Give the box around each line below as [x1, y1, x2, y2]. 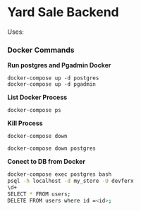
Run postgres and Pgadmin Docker [7, 61, 111, 70]
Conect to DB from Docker [7, 158, 86, 166]
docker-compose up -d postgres [7, 75, 99, 82]
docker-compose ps [7, 107, 61, 114]
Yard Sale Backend [7, 4, 119, 20]
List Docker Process [7, 93, 68, 102]
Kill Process [7, 119, 44, 127]
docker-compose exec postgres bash [7, 171, 112, 178]
